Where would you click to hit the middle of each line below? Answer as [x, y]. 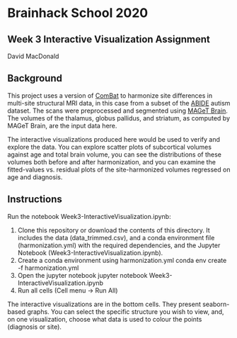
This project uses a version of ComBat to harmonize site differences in [110, 95]
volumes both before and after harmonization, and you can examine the [111, 162]
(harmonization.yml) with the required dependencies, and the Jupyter [119, 245]
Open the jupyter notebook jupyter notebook [82, 275]
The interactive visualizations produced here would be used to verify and [114, 139]
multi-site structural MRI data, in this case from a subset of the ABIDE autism [119, 103]
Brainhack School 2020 [78, 13]
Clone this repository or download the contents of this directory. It [114, 230]
